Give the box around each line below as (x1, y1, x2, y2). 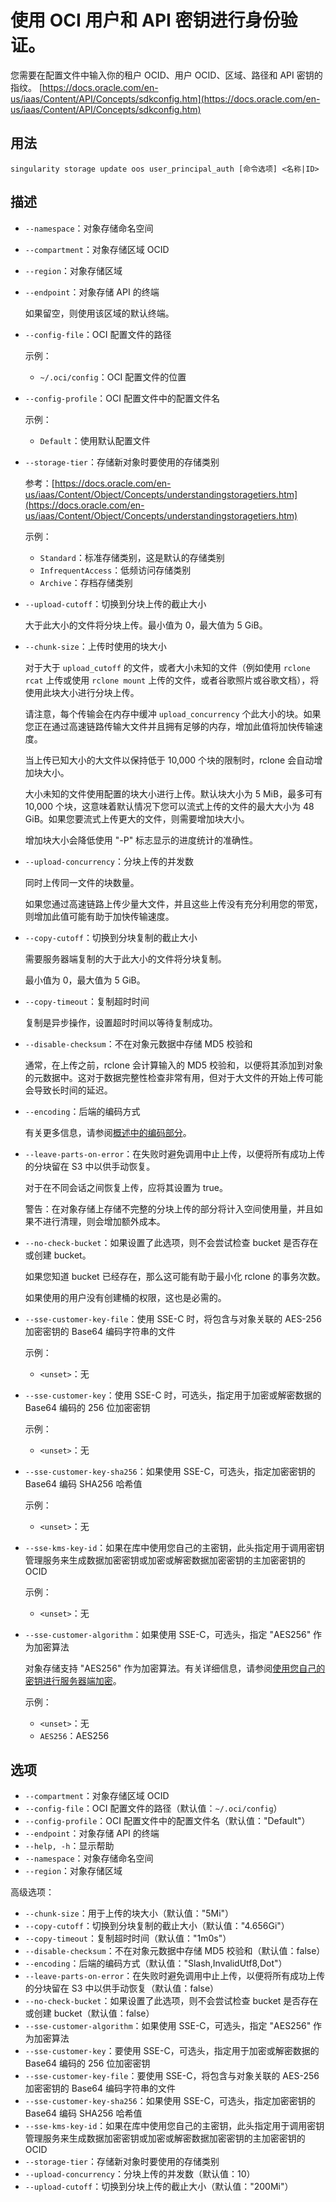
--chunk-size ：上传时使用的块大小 (24, 640, 167, 652)
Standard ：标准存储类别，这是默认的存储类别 (39, 551, 225, 563)
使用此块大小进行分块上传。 (24, 686, 140, 698)
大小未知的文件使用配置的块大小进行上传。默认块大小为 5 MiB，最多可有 (24, 787, 323, 800)
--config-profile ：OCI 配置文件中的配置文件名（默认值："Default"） (24, 1815, 311, 1827)
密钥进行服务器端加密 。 (24, 1674, 122, 1686)
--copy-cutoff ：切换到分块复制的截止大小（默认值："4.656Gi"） (24, 1920, 290, 1932)
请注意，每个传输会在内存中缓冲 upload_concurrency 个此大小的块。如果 (24, 707, 322, 720)
